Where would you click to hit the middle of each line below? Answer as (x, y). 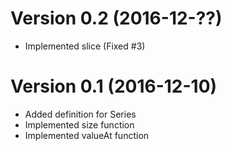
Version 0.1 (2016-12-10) (114, 86)
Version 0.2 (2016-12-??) (116, 18)
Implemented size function (79, 124)
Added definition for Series (80, 114)
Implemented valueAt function (87, 135)
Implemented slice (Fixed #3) (85, 46)
